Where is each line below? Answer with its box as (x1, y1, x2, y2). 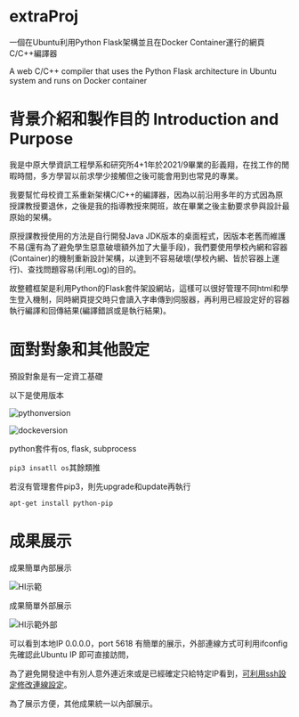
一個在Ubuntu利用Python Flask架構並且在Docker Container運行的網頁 (9, 37, 265, 47)
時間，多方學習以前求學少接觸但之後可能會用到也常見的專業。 (16, 170, 243, 181)
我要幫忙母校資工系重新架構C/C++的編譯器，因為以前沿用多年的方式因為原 (9, 189, 284, 200)
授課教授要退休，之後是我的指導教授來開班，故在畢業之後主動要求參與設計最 (9, 200, 290, 211)
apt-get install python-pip (9, 499, 114, 508)
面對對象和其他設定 (9, 340, 150, 360)
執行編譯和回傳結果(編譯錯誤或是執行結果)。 (9, 305, 172, 315)
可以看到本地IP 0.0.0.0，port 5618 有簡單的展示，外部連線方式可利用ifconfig (9, 638, 288, 648)
